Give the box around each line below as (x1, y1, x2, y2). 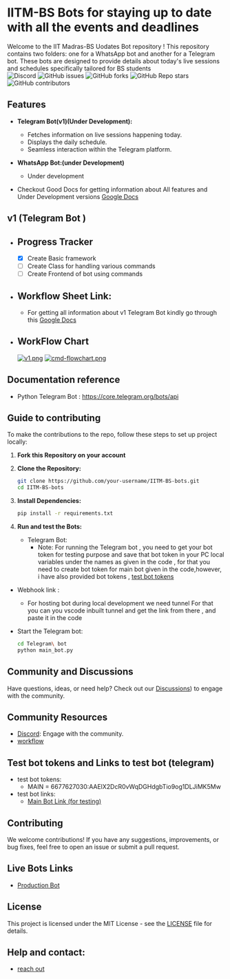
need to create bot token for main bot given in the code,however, (37, 565, 222, 573)
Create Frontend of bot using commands (27, 270, 143, 278)
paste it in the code (27, 614, 83, 622)
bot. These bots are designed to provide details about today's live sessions (7, 56, 220, 65)
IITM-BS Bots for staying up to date (7, 5, 212, 21)
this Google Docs (27, 316, 77, 324)
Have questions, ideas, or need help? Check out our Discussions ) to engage (7, 684, 223, 692)
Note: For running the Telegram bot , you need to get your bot (37, 543, 213, 552)
